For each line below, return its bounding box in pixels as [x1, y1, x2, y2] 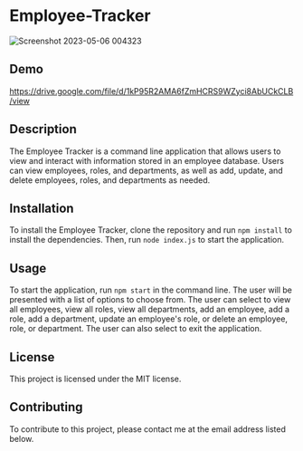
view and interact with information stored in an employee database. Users [9, 155, 285, 166]
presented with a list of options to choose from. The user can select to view [9, 294, 291, 305]
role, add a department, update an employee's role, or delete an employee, [9, 313, 288, 324]
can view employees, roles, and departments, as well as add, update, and [9, 165, 283, 176]
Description [9, 121, 77, 137]
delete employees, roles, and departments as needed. [9, 174, 211, 186]
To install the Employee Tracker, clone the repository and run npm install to [9, 225, 292, 235]
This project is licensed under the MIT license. [9, 373, 182, 384]
